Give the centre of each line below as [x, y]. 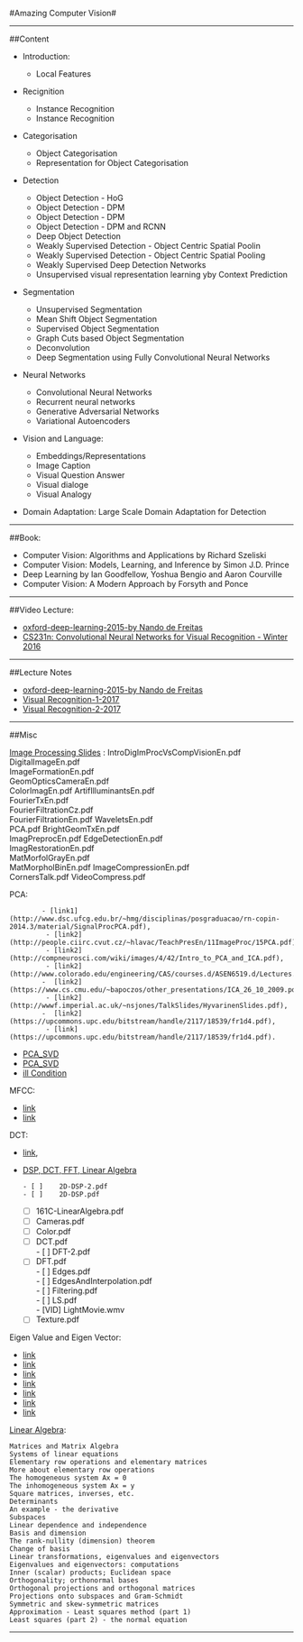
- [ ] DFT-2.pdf [63, 1252]
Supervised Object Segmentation [97, 329]
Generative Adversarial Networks [97, 411]
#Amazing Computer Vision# [63, 13]
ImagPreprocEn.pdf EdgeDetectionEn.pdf [86, 839]
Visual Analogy [64, 494]
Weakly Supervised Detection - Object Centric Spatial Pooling [151, 255]
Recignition [43, 91]
